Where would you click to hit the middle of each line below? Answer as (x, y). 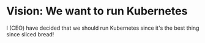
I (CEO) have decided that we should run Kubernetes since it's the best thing (103, 28)
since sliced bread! (30, 34)
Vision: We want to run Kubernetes (97, 11)
